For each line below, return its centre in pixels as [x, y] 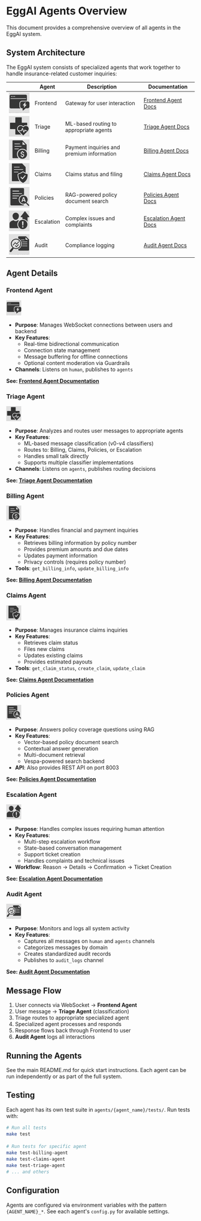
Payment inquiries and [92, 147]
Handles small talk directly [56, 456]
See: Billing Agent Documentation [49, 580]
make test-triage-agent [36, 1166]
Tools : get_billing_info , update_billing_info [72, 568]
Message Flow [34, 990]
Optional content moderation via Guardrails [77, 363]
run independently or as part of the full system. [64, 1077]
